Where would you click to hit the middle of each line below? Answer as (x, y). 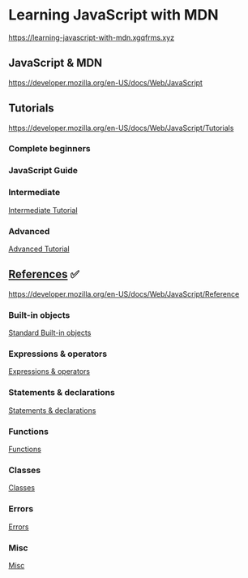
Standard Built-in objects (50, 333)
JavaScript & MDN (56, 63)
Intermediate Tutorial (43, 210)
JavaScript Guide (43, 171)
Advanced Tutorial (39, 249)
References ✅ (44, 274)
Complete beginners (49, 149)
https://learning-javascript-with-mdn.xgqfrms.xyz (92, 37)
